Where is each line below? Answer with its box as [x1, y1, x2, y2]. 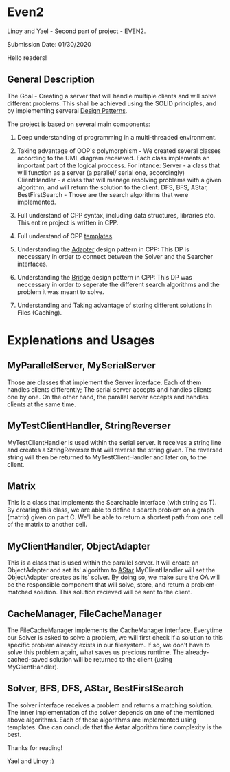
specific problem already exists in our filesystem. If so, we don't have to [7, 641, 211, 649]
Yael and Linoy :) [7, 757, 55, 765]
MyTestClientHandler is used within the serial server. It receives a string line [7, 438, 222, 446]
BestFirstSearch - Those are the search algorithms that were [16, 190, 189, 198]
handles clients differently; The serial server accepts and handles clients [7, 385, 212, 393]
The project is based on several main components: [7, 120, 150, 128]
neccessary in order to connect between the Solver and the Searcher [16, 252, 214, 260]
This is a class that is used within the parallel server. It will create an [7, 559, 199, 567]
